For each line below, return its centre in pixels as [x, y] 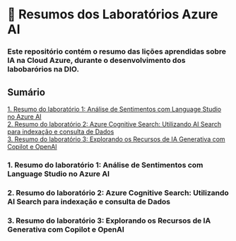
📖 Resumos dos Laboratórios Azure [113, 14]
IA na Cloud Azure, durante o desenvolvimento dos [96, 61]
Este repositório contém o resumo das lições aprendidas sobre [117, 52]
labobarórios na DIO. [43, 69]
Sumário [26, 92]
